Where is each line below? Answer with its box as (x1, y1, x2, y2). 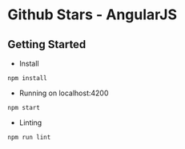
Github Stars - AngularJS (7, 6, 178, 24)
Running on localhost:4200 (18, 88, 109, 98)
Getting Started (7, 38, 86, 51)
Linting (18, 118, 42, 127)
